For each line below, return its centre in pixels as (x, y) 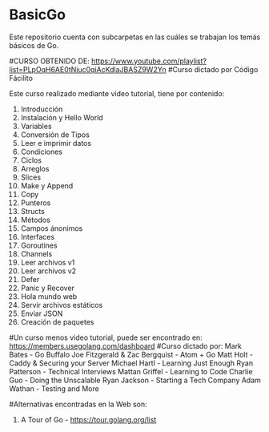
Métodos (35, 220)
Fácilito (21, 78)
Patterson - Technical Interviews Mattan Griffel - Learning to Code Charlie (131, 371)
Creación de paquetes (57, 321)
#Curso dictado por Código (213, 69)
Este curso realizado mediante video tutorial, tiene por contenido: (117, 93)
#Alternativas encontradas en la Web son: (78, 404)
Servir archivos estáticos (62, 305)
